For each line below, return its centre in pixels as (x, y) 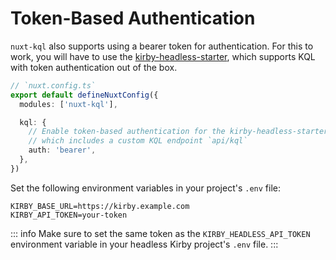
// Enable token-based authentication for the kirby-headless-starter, (180, 132)
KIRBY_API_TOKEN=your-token (69, 215)
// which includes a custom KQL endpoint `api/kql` (138, 141)
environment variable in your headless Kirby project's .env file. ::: (144, 244)
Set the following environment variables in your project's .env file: (146, 188)
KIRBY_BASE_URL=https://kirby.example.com (100, 206)
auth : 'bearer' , (62, 150)
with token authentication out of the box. (94, 67)
